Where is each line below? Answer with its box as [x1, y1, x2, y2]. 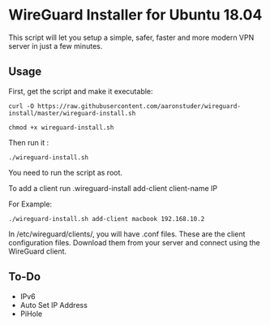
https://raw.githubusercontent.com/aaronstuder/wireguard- [37, 102, 242, 110]
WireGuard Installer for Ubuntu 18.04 [8, 6, 263, 24]
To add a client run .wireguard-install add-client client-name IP [8, 183, 217, 193]
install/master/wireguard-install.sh [8, 109, 136, 117]
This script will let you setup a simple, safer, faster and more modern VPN [8, 32, 255, 42]
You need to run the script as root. [8, 167, 123, 177]
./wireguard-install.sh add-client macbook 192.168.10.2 [8, 214, 205, 223]
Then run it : [8, 137, 49, 147]
